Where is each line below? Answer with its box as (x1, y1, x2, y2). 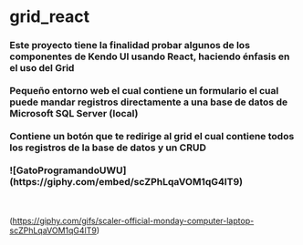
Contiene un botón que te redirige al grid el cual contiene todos (9, 130, 295, 143)
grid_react (9, 6, 89, 27)
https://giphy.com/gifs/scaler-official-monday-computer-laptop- (12, 216, 255, 227)
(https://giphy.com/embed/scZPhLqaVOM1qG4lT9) (9, 176, 244, 189)
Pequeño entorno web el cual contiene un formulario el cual (9, 85, 279, 97)
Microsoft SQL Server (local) (9, 107, 139, 120)
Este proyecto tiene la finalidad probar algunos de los (9, 39, 251, 52)
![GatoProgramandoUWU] (9, 164, 127, 177)
